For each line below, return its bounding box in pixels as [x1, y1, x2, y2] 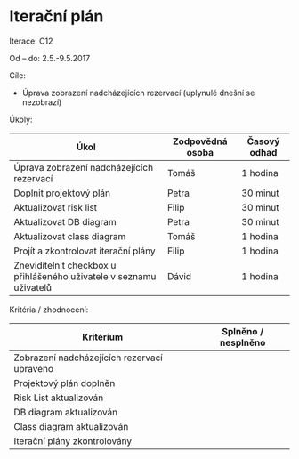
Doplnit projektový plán [13, 187, 111, 199]
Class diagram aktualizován [13, 420, 129, 432]
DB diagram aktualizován [13, 406, 118, 418]
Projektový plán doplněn [13, 376, 116, 389]
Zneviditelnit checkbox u [13, 259, 117, 271]
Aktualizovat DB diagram [13, 215, 117, 228]
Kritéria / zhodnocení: [9, 304, 89, 315]
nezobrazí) [21, 96, 62, 108]
